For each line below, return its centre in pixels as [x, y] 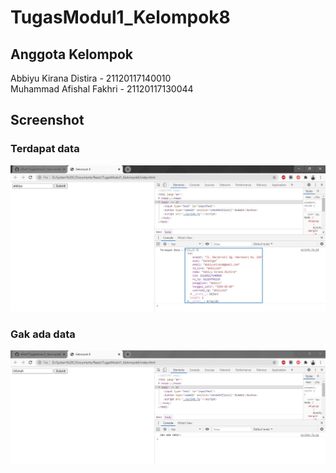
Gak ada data [43, 334]
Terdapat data [45, 149]
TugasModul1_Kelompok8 [120, 17]
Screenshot [47, 120]
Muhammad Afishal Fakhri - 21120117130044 [102, 89]
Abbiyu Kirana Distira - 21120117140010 [91, 78]
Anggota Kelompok [71, 54]
